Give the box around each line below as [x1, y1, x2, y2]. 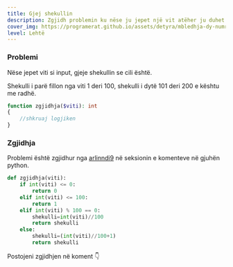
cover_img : [7, 23, 39, 30]
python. [7, 161, 29, 170]
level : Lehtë [7, 29, 45, 37]
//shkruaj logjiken [19, 115, 76, 122]
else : [19, 226, 36, 233]
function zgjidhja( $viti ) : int [7, 102, 98, 110]
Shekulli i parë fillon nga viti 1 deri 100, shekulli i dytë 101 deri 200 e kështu [7, 81, 220, 90]
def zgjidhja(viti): [7, 175, 67, 182]
